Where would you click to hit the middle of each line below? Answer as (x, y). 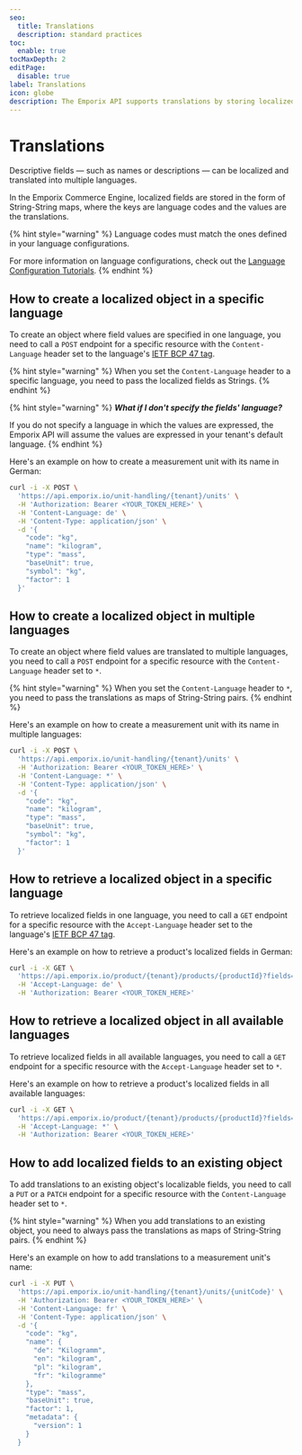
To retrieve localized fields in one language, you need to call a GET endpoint (148, 915)
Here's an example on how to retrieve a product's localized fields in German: (151, 951)
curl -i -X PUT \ (42, 1284)
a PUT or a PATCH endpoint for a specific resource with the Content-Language (148, 1194)
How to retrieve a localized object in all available (147, 1021)
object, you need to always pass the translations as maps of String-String (145, 1231)
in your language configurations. (70, 244)
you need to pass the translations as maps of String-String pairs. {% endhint (151, 698)
